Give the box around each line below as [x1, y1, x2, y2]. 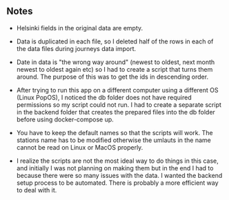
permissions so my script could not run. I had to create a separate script [16, 100, 222, 109]
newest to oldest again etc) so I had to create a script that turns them [16, 65, 213, 73]
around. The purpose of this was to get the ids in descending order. [16, 72, 208, 81]
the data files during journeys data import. [16, 44, 137, 52]
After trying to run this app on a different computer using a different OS [16, 86, 219, 94]
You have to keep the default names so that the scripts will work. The [16, 128, 213, 137]
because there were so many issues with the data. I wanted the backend [16, 171, 223, 179]
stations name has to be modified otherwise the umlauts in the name [16, 136, 211, 144]
